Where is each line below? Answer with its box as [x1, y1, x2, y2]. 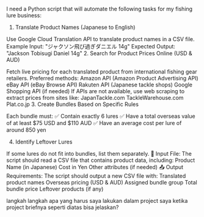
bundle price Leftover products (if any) [6, 185, 104, 192]
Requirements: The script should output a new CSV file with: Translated [6, 172, 186, 180]
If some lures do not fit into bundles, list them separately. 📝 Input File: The [6, 150, 192, 157]
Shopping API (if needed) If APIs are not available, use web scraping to [6, 88, 185, 94]
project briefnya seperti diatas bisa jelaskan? [6, 204, 119, 211]
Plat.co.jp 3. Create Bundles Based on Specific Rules [6, 101, 139, 108]
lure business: [6, 12, 42, 19]
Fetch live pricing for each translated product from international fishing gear [6, 68, 197, 75]
